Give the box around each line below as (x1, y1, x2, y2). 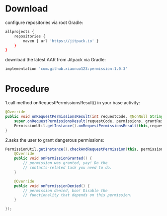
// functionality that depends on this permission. (23, 193, 133, 198)
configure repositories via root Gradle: (5, 19, 83, 25)
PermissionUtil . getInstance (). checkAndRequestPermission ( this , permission (5, 147, 164, 152)
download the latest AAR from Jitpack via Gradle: (5, 57, 106, 63)
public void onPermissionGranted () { (14, 156, 92, 161)
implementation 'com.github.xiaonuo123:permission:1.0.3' (5, 66, 128, 71)
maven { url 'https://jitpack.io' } (23, 38, 99, 43)
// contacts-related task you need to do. (23, 165, 112, 170)
